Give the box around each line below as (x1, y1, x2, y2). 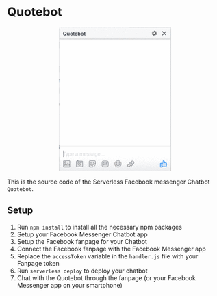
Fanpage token (16, 259, 60, 267)
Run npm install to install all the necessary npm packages (16, 223, 183, 231)
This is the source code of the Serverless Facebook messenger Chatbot (7, 177, 210, 186)
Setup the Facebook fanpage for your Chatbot (16, 237, 147, 245)
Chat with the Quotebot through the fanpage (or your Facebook (16, 273, 196, 282)
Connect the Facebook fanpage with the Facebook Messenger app (16, 245, 207, 253)
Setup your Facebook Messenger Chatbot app (16, 230, 149, 238)
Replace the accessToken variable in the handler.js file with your (16, 251, 199, 260)
